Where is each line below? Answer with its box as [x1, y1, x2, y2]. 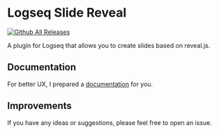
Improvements [7, 100, 72, 112]
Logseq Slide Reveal [7, 5, 127, 21]
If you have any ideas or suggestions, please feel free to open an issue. [7, 118, 213, 126]
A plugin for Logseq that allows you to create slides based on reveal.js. [7, 41, 211, 49]
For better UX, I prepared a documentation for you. [7, 80, 153, 88]
